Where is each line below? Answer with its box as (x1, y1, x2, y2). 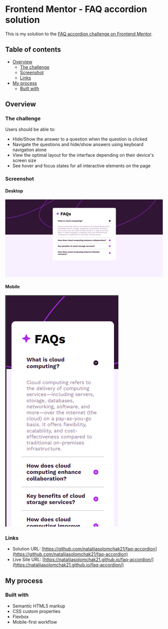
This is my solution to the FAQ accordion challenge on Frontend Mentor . (5, 31, 153, 37)
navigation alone (12, 147, 47, 153)
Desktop (5, 187, 23, 194)
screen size (12, 157, 36, 164)
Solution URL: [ (12, 546, 43, 552)
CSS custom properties (12, 608, 61, 614)
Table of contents (5, 45, 61, 54)
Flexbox (12, 613, 29, 619)
